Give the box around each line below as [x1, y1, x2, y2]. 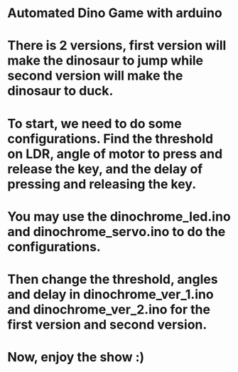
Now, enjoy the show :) [7, 349, 145, 366]
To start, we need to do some [7, 115, 183, 132]
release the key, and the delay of [7, 161, 203, 177]
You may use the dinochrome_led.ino [7, 208, 231, 225]
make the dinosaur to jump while [7, 53, 204, 69]
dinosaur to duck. [7, 83, 114, 99]
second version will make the [7, 68, 183, 84]
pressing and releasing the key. [7, 176, 197, 192]
